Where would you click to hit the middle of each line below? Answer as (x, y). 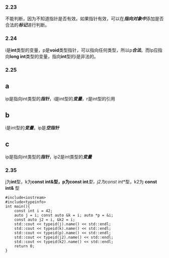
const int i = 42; (33, 211)
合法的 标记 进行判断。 (27, 25)
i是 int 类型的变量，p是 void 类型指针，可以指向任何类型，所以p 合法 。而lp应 (82, 50)
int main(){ (18, 207)
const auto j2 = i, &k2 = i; (45, 220)
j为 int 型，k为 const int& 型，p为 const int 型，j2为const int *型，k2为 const (81, 182)
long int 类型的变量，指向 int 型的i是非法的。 (54, 56)
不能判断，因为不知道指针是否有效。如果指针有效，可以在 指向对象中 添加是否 (84, 19)
